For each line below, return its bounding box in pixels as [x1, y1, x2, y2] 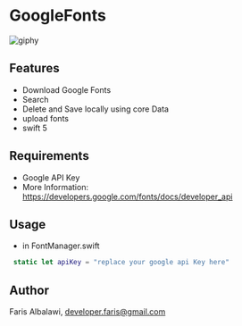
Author [9, 282, 49, 297]
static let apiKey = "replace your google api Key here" [13, 258, 229, 267]
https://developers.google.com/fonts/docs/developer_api [21, 191, 233, 202]
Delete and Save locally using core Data [21, 104, 170, 114]
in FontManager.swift [21, 240, 100, 251]
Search [21, 94, 49, 104]
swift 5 [21, 122, 47, 133]
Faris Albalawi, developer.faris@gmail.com [9, 306, 166, 317]
